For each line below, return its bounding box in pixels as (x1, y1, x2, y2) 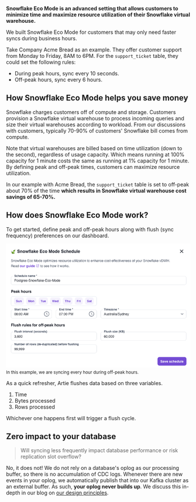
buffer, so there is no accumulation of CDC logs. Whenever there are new (6, 470, 183, 478)
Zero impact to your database (6, 432, 116, 442)
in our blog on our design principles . (21, 489, 109, 496)
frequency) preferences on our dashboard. (6, 232, 109, 239)
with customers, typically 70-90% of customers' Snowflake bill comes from (6, 127, 188, 134)
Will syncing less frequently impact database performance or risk (20, 447, 178, 454)
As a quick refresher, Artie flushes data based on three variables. (6, 379, 163, 386)
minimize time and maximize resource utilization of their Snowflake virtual (6, 11, 190, 18)
